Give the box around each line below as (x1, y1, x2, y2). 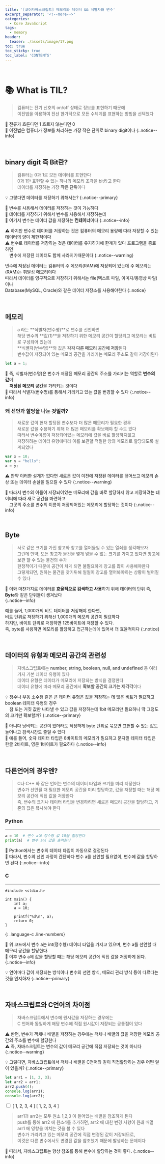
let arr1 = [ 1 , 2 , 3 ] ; (5, 1075, 52, 1080)
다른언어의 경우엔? (5, 767, 58, 775)
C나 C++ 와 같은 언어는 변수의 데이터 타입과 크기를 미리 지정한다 (17, 781, 141, 787)
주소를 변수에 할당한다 (14, 1037, 56, 1043)
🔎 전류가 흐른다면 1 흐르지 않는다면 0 (5, 121, 75, 127)
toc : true (5, 44, 26, 49)
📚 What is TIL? (5, 85, 68, 96)
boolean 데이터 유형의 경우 (5, 700, 57, 706)
